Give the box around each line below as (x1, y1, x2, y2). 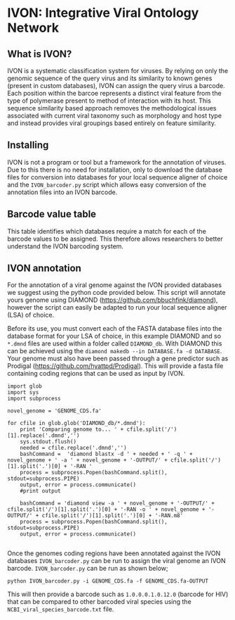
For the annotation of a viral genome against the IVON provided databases (7, 281, 222, 289)
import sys (7, 389, 39, 396)
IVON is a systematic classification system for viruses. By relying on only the (7, 67, 229, 75)
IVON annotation (7, 262, 82, 274)
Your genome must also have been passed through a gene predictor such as (7, 354, 229, 363)
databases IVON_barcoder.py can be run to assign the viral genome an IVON (7, 557, 226, 565)
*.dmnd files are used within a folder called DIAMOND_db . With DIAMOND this (7, 339, 222, 348)
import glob (7, 383, 42, 390)
